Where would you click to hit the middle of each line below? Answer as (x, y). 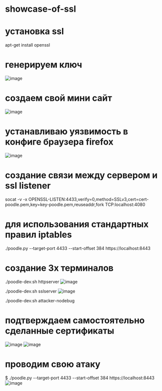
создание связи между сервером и (81, 175)
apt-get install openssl (28, 45)
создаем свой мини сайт (59, 98)
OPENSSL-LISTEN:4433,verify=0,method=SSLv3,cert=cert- (89, 199)
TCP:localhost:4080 (125, 204)
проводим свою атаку (53, 364)
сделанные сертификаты (60, 330)
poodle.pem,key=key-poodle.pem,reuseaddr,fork (55, 204)
